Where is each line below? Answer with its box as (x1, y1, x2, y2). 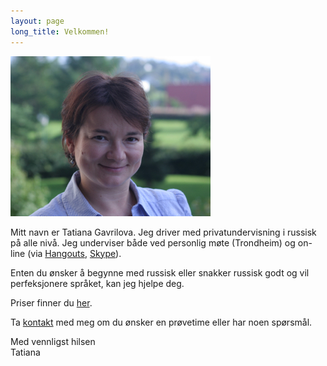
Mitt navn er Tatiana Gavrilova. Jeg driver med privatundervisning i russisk (10, 226, 317, 238)
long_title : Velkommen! (10, 26, 110, 37)
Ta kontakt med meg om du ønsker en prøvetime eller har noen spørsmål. (10, 316, 313, 328)
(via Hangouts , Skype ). (27, 247, 122, 259)
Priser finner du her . (10, 296, 93, 309)
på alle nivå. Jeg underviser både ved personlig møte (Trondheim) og (10, 236, 296, 249)
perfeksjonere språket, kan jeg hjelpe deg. (10, 277, 185, 289)
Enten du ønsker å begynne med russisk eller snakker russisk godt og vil (10, 266, 310, 279)
